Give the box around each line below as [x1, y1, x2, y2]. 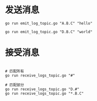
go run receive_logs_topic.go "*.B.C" [5, 91, 84, 96]
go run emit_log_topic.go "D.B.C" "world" [5, 29, 93, 34]
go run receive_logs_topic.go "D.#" [5, 86, 79, 92]
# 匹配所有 [5, 69, 24, 74]
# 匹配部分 [5, 82, 24, 87]
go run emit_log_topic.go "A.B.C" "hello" [5, 20, 93, 26]
